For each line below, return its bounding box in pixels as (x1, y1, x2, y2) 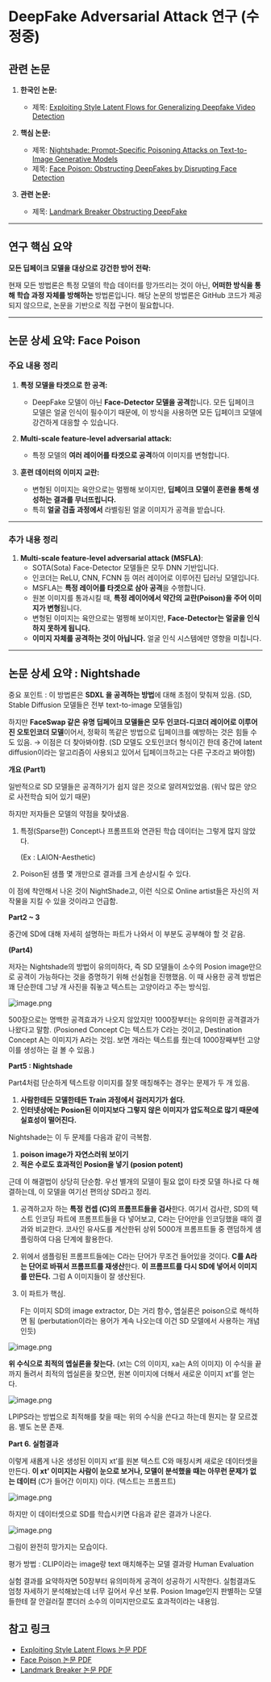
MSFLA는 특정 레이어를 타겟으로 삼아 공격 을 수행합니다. (31, 583, 206, 592)
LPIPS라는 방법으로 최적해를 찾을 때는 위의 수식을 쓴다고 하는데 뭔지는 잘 (8, 1412, 236, 1421)
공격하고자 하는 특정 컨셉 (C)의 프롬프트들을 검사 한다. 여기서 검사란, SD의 (19, 1203, 250, 1213)
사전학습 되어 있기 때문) (16, 792, 91, 801)
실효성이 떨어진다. (19, 1115, 77, 1124)
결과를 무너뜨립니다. (53, 494, 117, 504)
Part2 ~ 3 (8, 912, 40, 922)
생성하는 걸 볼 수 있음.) (23, 1044, 95, 1054)
